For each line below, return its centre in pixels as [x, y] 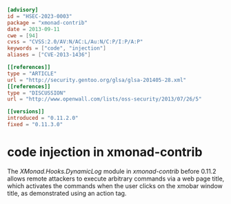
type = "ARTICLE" [32, 73]
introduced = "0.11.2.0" [43, 118]
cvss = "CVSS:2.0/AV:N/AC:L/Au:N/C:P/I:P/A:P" [75, 42]
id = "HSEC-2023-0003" [40, 16]
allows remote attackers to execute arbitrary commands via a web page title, [116, 178]
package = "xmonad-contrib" [48, 23]
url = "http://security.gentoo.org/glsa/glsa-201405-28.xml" [97, 80]
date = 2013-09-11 [33, 29]
